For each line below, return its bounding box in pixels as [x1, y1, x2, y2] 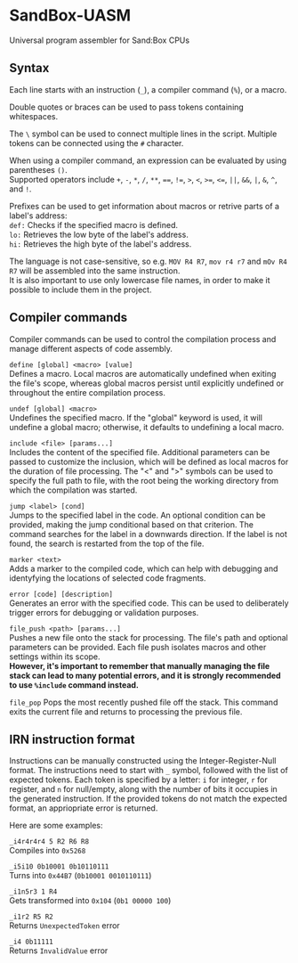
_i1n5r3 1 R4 [9, 887, 58, 896]
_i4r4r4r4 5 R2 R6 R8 [9, 837, 90, 846]
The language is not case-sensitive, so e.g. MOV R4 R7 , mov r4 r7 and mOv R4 [9, 256, 287, 266]
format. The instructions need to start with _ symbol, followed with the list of [9, 765, 289, 776]
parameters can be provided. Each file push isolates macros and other [9, 641, 267, 652]
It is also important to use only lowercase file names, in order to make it [9, 274, 270, 285]
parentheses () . [9, 164, 68, 175]
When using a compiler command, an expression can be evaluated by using [9, 155, 287, 166]
